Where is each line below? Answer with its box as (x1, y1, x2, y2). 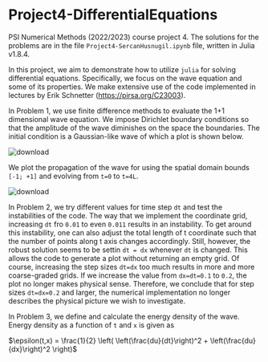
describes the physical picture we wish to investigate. (8, 295, 186, 306)
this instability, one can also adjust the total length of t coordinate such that (8, 227, 257, 238)
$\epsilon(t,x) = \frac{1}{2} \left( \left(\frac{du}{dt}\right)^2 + (8, 336, 209, 345)
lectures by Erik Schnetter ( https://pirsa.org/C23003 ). (8, 90, 186, 100)
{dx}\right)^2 (8, 344, 51, 354)
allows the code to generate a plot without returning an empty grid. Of (8, 253, 240, 262)
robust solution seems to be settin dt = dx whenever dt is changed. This (8, 245, 249, 254)
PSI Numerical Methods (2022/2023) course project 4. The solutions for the (8, 32, 259, 42)
